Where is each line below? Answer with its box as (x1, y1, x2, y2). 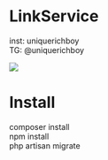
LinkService (9, 6, 99, 27)
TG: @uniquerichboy (9, 44, 85, 55)
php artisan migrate (9, 140, 81, 151)
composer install (9, 121, 70, 132)
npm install (9, 131, 50, 141)
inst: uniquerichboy (9, 35, 80, 46)
